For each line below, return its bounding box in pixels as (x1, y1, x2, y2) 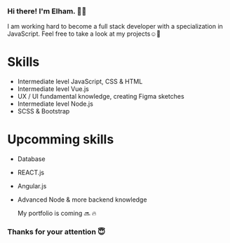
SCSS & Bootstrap (17, 107, 70, 116)
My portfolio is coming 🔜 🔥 (17, 209, 97, 218)
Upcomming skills (7, 132, 114, 148)
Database (17, 155, 46, 163)
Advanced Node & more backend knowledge (17, 195, 147, 204)
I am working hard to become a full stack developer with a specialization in (7, 22, 223, 31)
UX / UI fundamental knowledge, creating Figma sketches (17, 92, 184, 101)
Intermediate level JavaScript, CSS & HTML (17, 77, 143, 86)
